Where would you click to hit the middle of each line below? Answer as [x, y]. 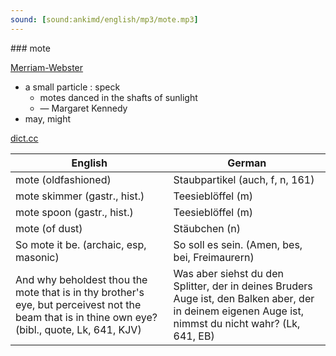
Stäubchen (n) [207, 228]
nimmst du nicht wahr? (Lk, [237, 323]
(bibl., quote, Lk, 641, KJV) [78, 329]
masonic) [37, 257]
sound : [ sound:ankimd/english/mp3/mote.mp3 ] [104, 19]
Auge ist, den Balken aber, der [244, 298]
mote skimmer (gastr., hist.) [80, 196]
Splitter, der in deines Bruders [243, 286]
